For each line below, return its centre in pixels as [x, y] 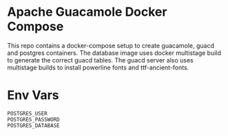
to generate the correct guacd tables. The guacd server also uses [101, 60]
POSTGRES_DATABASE [33, 125]
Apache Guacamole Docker [87, 12]
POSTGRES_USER [28, 113]
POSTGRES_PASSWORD [33, 120]
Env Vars [33, 95]
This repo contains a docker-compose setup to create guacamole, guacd [111, 45]
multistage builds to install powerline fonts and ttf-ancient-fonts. [98, 67]
